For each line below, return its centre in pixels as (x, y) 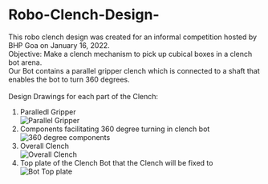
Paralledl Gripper (48, 112)
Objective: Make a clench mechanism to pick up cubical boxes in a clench (130, 54)
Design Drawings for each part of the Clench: (83, 96)
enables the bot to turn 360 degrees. (69, 79)
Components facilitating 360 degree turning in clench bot (115, 129)
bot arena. (25, 62)
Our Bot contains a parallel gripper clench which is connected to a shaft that (134, 70)
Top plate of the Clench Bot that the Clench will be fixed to (116, 162)
